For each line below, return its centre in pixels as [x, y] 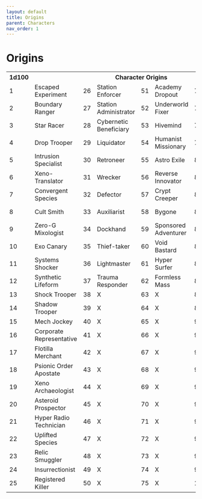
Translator [49, 181]
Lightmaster [114, 264]
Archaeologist [54, 391]
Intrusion [47, 156]
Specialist [48, 164]
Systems [47, 260]
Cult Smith [49, 212]
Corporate [49, 331]
